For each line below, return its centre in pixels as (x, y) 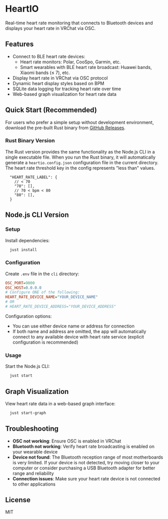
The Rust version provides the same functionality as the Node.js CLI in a (80, 152)
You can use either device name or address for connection (73, 326)
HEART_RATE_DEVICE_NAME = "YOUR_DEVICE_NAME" (52, 297)
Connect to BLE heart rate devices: (49, 56)
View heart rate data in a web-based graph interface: (61, 403)
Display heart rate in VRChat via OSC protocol (60, 78)
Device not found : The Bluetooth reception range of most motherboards (88, 457)
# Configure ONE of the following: (43, 292)
